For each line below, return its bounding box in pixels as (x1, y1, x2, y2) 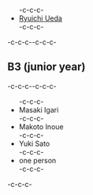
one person (18, 155, 57, 165)
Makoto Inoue (18, 121, 64, 132)
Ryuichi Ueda (18, 13, 62, 23)
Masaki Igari (18, 105, 59, 114)
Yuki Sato (18, 139, 50, 148)
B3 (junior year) (7, 60, 86, 74)
